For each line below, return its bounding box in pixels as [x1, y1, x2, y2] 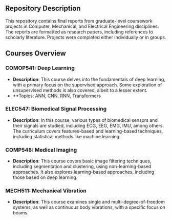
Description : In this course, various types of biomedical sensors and [12, 117, 158, 123]
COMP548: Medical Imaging [5, 146, 77, 153]
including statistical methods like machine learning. [12, 133, 121, 139]
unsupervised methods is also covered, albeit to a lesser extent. [12, 87, 147, 93]
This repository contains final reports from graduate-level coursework [5, 17, 153, 24]
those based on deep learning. [12, 174, 78, 180]
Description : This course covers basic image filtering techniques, [12, 158, 152, 164]
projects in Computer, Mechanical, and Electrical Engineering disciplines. [5, 23, 159, 29]
